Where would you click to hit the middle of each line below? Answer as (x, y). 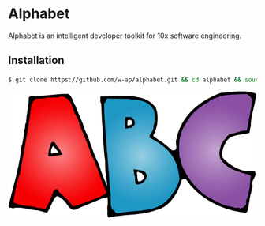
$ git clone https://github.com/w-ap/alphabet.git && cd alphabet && (125, 80)
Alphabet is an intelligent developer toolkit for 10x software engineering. (125, 36)
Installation (36, 60)
